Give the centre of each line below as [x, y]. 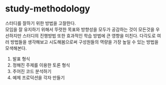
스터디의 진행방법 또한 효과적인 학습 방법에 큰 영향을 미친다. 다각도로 [89, 35]
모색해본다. [16, 48]
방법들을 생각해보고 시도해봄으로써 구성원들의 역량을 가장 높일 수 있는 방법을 [84, 42]
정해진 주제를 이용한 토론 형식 [41, 65]
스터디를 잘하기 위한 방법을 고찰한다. [40, 23]
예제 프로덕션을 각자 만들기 [38, 77]
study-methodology [48, 9]
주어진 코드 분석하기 [32, 71]
